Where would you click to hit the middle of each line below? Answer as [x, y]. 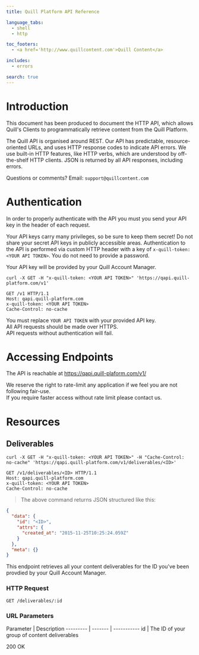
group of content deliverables [42, 635]
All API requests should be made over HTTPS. [62, 326]
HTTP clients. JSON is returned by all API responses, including [106, 160]
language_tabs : [25, 22]
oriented [16, 147]
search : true [22, 77]
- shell [21, 28]
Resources [33, 422]
